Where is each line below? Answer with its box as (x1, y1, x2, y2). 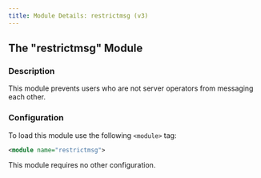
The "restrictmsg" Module (8, 42, 143, 55)
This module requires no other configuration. (8, 160, 156, 170)
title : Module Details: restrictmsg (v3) (8, 11, 149, 20)
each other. (8, 92, 46, 102)
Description (8, 65, 55, 76)
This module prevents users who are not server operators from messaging (8, 83, 254, 93)
